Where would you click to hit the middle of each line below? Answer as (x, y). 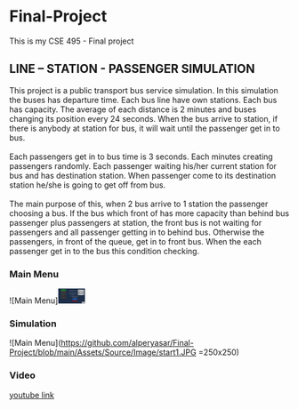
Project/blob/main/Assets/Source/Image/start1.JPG (103, 352)
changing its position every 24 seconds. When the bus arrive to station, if (144, 118)
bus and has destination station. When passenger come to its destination (143, 175)
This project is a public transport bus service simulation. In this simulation (144, 90)
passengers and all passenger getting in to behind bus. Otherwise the (137, 232)
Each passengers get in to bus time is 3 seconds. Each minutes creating (141, 156)
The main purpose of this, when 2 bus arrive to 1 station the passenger (139, 204)
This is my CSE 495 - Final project (72, 41)
